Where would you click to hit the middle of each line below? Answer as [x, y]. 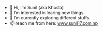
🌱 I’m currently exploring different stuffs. [50, 18]
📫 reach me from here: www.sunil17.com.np [54, 23]
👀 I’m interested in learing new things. [47, 13]
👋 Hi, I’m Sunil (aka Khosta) [37, 8]
